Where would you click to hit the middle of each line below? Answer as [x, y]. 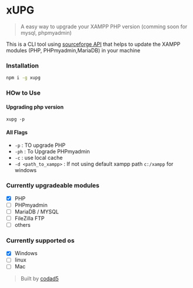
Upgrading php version [35, 107]
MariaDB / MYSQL [36, 212]
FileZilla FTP [30, 218]
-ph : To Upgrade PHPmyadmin [52, 152]
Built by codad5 [39, 278]
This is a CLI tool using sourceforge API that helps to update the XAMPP [93, 44]
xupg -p [16, 119]
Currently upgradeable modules [53, 186]
